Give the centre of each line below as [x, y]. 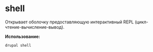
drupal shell [18, 45]
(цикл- [142, 22]
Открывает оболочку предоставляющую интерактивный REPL [69, 22]
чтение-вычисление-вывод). [35, 27]
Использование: [23, 36]
